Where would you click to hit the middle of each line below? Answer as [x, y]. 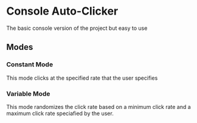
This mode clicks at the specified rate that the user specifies [82, 78]
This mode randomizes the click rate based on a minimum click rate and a [99, 107]
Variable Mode [28, 94]
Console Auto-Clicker [62, 11]
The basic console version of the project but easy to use [77, 28]
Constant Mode [30, 65]
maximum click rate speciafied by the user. [60, 113]
